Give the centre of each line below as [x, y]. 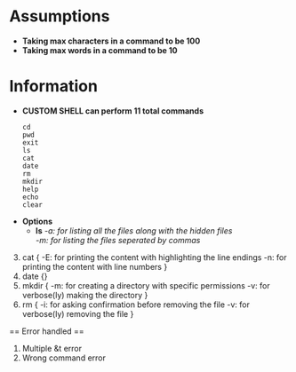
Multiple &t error [52, 348]
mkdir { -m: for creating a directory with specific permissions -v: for [146, 285]
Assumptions [60, 16]
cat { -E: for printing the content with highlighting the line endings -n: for [154, 257]
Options [37, 221]
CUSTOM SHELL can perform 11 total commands [113, 111]
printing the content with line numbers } [95, 266]
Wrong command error [64, 358]
